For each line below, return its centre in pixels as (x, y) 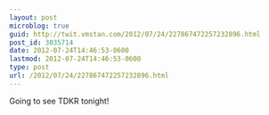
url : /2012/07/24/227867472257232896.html (89, 76)
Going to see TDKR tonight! (59, 101)
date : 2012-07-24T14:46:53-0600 (69, 51)
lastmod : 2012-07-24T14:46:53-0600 (75, 59)
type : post (29, 68)
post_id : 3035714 (41, 42)
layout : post (33, 17)
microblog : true (39, 26)
